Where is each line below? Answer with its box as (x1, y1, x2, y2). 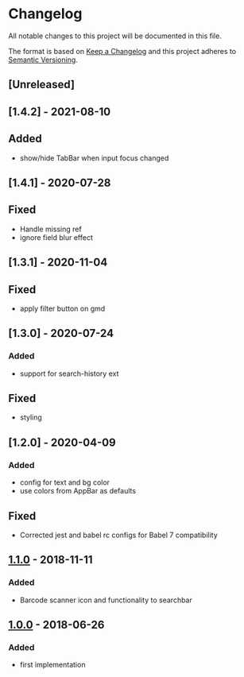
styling (19, 412, 42, 422)
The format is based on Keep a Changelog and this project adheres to (8, 46, 237, 56)
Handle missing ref (19, 224, 82, 234)
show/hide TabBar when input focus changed (19, 153, 169, 163)
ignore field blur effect (19, 232, 93, 242)
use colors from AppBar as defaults (19, 486, 137, 496)
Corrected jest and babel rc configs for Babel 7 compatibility (19, 530, 219, 540)
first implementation (19, 660, 86, 670)
